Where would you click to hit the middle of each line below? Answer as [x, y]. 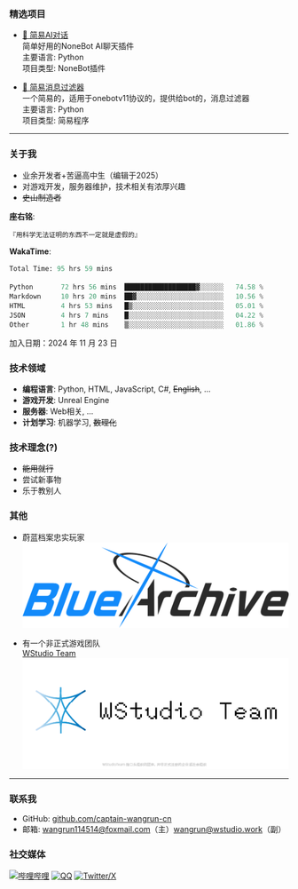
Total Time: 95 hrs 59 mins [61, 268]
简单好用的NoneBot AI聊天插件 [78, 46]
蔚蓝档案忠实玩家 [53, 537]
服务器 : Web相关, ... [58, 411]
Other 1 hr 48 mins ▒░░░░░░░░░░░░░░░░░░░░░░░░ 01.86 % [137, 325]
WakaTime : [30, 251]
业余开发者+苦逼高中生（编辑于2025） [93, 175]
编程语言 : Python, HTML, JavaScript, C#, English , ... [116, 389]
